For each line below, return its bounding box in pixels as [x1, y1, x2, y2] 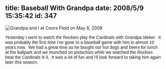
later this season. [5, 59, 38, 65]
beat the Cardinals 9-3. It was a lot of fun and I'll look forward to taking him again [5, 54, 161, 60]
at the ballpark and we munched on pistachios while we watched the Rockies [5, 49, 153, 55]
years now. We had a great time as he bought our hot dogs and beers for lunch [5, 44, 158, 50]
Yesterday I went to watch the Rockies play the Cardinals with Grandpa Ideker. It [5, 34, 161, 40]
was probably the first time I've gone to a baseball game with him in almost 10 [5, 39, 155, 45]
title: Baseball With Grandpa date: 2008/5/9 [5, 4, 144, 12]
